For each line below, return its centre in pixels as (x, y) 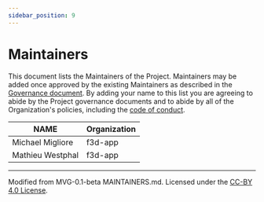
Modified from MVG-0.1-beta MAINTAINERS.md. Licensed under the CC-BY (130, 182)
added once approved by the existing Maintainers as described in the (121, 84)
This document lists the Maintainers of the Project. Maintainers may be (123, 76)
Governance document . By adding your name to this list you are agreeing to (131, 93)
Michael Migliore (42, 142)
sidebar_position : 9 (42, 15)
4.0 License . (28, 190)
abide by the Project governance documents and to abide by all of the (121, 101)
